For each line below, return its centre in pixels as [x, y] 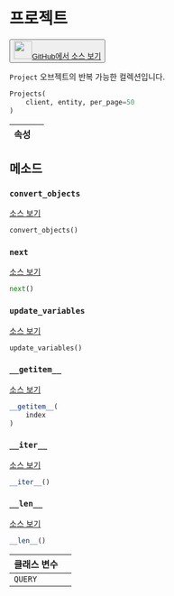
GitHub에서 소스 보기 [67, 56]
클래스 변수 [36, 564]
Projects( [28, 94]
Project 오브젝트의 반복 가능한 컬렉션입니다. [87, 77]
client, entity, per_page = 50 [80, 102]
